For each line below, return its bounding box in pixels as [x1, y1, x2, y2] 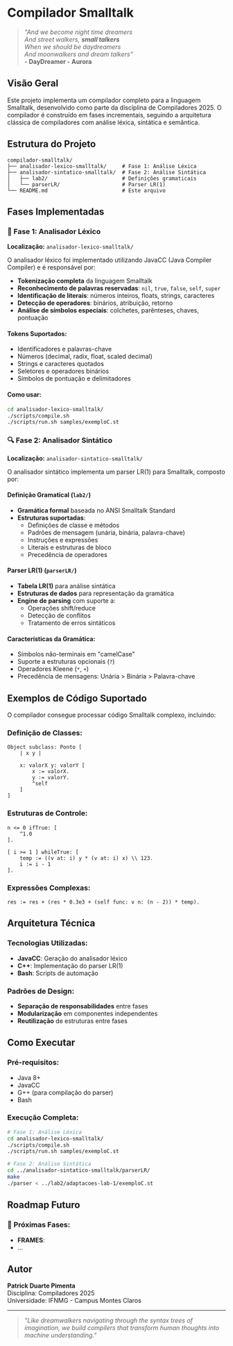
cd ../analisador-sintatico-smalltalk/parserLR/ [7, 1167, 150, 1174]
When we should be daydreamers [24, 42, 121, 51]
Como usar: [7, 390, 42, 399]
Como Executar [7, 1037, 76, 1049]
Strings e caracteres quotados [17, 360, 104, 368]
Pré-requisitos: [7, 1058, 60, 1067]
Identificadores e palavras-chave [17, 345, 112, 354]
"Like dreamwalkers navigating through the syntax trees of [24, 1316, 193, 1324]
